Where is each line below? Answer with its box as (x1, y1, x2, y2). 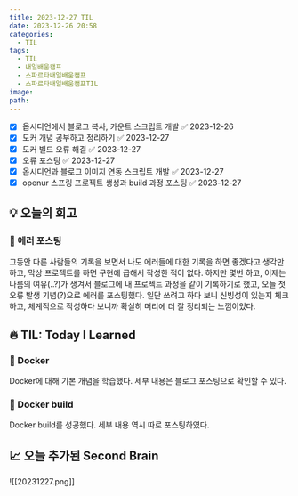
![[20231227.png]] (9, 476, 76, 487)
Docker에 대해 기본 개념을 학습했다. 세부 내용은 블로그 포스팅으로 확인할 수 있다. (9, 376, 286, 386)
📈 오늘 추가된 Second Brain (9, 448, 159, 463)
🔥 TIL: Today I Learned (9, 327, 136, 343)
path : (9, 95, 29, 105)
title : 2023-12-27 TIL (9, 12, 93, 22)
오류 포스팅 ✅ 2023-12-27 (21, 155, 116, 166)
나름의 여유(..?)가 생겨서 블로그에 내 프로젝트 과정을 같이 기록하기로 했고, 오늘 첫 (9, 279, 286, 289)
